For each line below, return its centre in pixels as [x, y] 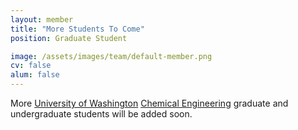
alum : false [35, 75]
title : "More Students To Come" [77, 29]
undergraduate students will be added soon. [101, 114]
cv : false [31, 66]
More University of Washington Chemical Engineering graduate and [149, 103]
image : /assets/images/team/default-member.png [111, 56]
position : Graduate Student [69, 38]
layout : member [42, 19]
